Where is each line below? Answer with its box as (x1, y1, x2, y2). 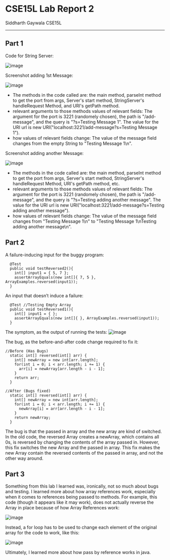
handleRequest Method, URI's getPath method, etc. (12, 180, 120, 186)
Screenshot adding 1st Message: (5, 72, 73, 78)
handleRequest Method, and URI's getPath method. (12, 102, 120, 109)
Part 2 (5, 238, 25, 247)
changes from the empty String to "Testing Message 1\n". (12, 140, 133, 146)
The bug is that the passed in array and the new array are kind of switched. (5, 428, 162, 434)
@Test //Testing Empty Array (10, 302, 71, 307)
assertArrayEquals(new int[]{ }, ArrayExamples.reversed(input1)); (14, 315, 159, 321)
